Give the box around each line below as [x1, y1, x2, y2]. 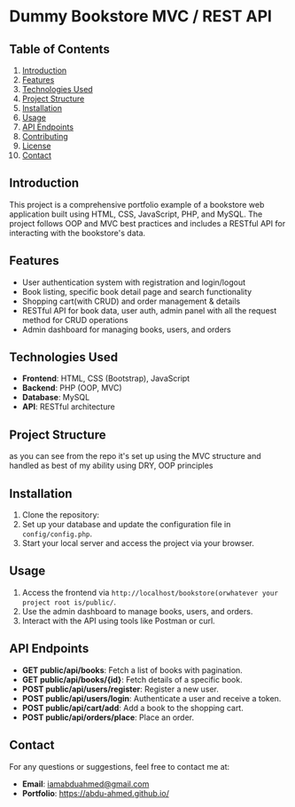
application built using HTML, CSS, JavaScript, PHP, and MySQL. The [9, 209, 263, 219]
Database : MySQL [21, 392, 90, 403]
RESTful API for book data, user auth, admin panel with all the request [21, 305, 277, 316]
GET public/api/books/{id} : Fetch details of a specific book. [21, 674, 243, 684]
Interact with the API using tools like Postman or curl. [21, 615, 215, 626]
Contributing [21, 131, 68, 141]
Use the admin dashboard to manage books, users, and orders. [21, 605, 253, 616]
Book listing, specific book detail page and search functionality [21, 286, 252, 297]
